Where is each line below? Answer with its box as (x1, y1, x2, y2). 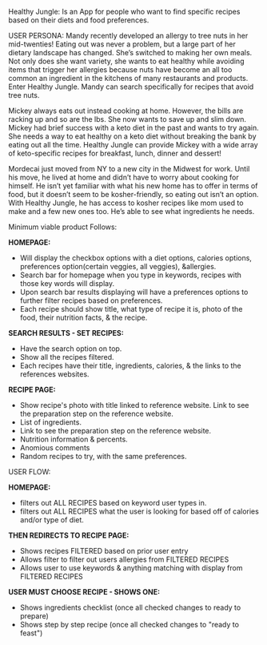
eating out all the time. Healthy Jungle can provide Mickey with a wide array (8, 140, 258, 149)
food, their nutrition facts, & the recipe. (19, 312, 148, 322)
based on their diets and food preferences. (8, 15, 149, 25)
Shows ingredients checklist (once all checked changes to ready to (19, 603, 241, 612)
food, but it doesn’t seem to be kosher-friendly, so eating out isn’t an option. (8, 190, 259, 199)
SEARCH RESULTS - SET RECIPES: (8, 329, 124, 337)
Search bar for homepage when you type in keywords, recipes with (19, 270, 242, 280)
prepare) (19, 611, 50, 620)
